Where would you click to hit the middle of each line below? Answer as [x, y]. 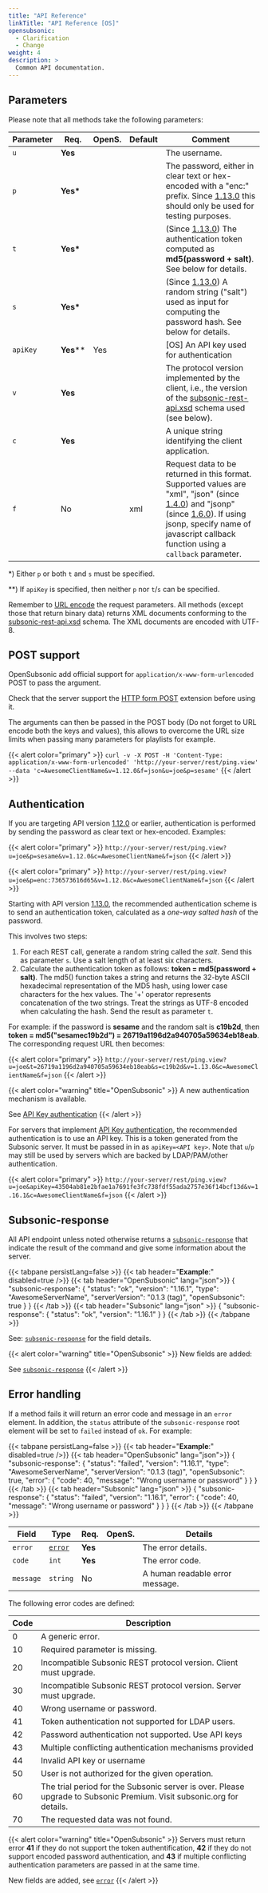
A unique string [194, 430]
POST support [44, 655]
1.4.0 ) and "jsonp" [200, 503]
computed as [190, 249]
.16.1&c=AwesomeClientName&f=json [66, 1196]
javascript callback [201, 534]
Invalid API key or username [93, 1760]
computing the [193, 311]
